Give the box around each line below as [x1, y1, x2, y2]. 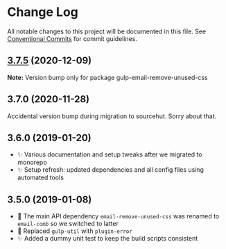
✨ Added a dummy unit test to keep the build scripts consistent [17, 234, 198, 243]
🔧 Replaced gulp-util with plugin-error [17, 227, 133, 235]
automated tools [17, 173, 64, 182]
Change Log [7, 4, 78, 20]
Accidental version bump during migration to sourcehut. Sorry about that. [7, 112, 217, 120]
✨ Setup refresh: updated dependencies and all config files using [17, 166, 205, 174]
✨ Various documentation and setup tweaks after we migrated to [17, 150, 202, 159]
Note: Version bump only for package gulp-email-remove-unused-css [7, 73, 208, 81]
